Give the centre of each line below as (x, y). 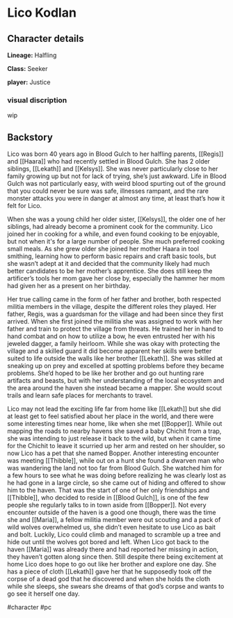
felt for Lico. (25, 206)
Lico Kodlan (42, 13)
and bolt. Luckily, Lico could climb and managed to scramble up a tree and (114, 534)
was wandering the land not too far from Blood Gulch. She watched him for (115, 468)
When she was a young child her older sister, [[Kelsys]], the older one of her (116, 219)
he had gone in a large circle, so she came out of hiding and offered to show (116, 483)
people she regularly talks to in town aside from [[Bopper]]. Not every (107, 505)
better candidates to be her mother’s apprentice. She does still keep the (110, 271)
